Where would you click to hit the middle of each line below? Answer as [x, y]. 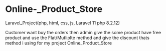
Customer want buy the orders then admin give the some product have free [83, 32]
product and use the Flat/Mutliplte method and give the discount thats [77, 38]
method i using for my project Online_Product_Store [58, 43]
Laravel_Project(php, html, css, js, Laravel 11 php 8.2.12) [63, 23]
